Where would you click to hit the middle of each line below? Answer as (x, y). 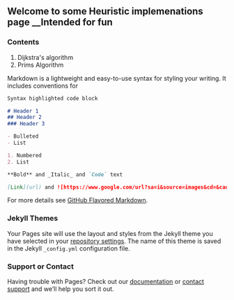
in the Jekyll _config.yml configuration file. (69, 248)
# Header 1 (23, 111)
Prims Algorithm (40, 65)
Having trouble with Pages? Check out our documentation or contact (106, 282)
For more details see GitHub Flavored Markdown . (78, 200)
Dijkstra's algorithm (45, 57)
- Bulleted (23, 136)
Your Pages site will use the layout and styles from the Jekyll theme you (110, 233)
